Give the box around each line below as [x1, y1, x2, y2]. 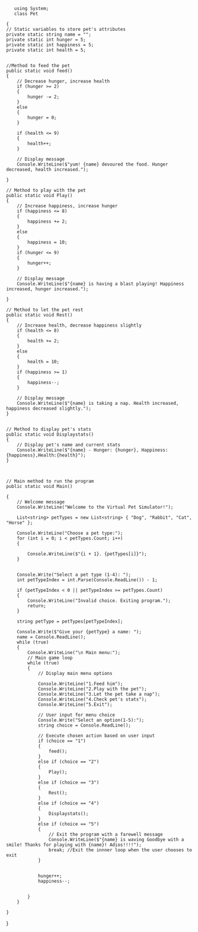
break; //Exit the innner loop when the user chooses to [48, 847, 193, 853]
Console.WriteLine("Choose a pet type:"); [17, 530, 123, 536]
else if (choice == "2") [37, 759, 100, 765]
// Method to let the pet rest [6, 307, 84, 313]
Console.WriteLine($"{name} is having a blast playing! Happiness [17, 281, 184, 287]
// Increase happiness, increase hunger [17, 203, 118, 209]
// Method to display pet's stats [6, 426, 92, 432]
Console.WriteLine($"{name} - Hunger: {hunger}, [17, 447, 139, 453]
